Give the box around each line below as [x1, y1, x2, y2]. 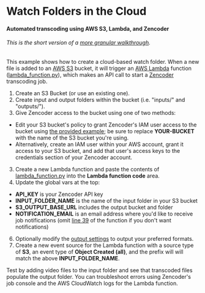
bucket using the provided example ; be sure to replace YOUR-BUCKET [15, 127, 195, 135]
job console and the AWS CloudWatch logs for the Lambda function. [6, 279, 179, 287]
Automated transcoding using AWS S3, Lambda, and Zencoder [6, 25, 170, 32]
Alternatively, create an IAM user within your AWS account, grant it [15, 140, 184, 148]
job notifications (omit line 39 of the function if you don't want [15, 216, 171, 224]
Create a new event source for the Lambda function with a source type [15, 241, 194, 249]
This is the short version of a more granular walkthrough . [6, 39, 151, 47]
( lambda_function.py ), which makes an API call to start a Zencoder [6, 71, 174, 78]
